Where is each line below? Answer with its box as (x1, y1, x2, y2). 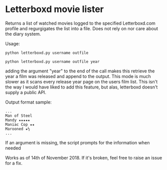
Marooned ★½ (5, 126, 30, 131)
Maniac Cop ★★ (5, 122, 35, 127)
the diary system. (5, 31, 41, 37)
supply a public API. (5, 89, 47, 95)
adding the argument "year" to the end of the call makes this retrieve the (5, 68, 155, 74)
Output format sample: (5, 99, 52, 105)
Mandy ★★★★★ (5, 117, 30, 123)
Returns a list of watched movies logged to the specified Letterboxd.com (5, 20, 155, 26)
